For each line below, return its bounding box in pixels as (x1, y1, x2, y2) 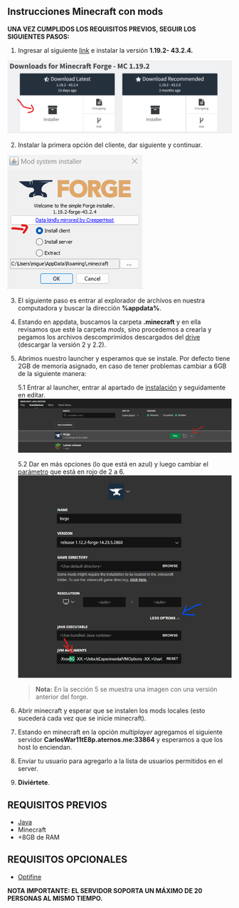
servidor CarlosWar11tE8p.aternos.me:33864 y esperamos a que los (17, 735, 223, 744)
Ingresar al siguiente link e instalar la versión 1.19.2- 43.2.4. (17, 46, 193, 54)
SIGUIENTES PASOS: (7, 32, 70, 41)
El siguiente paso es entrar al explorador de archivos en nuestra (17, 296, 205, 305)
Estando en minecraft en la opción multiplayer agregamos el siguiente (17, 728, 223, 737)
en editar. (17, 391, 46, 399)
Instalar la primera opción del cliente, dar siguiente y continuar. (17, 141, 203, 149)
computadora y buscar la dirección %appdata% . (17, 304, 161, 312)
